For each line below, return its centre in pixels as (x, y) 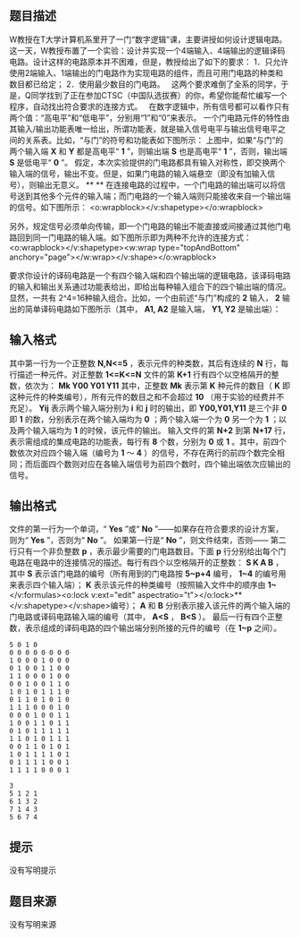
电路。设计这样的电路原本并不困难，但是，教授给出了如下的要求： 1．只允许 (149, 62)
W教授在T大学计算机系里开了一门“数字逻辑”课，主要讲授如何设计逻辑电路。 (148, 39)
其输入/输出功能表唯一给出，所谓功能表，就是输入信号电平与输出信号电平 (144, 129)
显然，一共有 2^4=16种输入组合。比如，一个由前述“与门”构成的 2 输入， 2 (145, 297)
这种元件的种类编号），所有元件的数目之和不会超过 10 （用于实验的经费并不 (147, 397)
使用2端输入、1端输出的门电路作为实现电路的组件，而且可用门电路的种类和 (146, 72)
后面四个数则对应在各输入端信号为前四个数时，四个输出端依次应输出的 (162, 464)
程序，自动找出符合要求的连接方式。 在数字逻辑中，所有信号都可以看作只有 (150, 107)
